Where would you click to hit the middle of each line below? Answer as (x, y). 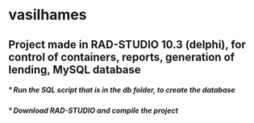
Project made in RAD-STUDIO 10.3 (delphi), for (127, 45)
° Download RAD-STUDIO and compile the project (94, 110)
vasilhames (48, 15)
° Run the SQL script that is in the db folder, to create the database (122, 90)
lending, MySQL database (75, 70)
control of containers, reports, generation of (122, 57)
